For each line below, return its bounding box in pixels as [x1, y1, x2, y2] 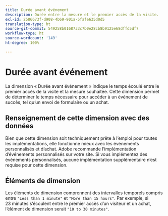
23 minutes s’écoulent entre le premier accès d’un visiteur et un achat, [5, 200, 151, 207]
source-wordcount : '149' [5, 36, 58, 41]
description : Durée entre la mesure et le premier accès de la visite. [5, 12, 159, 17]
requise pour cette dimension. [5, 162, 68, 168]
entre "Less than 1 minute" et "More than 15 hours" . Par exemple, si [5, 195, 149, 201]
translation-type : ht [5, 21, 51, 27]
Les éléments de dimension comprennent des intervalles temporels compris [5, 190, 163, 196]
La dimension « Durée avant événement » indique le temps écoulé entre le [5, 83, 159, 89]
